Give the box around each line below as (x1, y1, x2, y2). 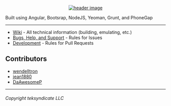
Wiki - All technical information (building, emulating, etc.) (12, 29, 132, 35)
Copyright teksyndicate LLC (5, 95, 64, 101)
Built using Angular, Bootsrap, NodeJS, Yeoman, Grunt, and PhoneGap (5, 15, 153, 20)
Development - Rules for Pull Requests (12, 40, 94, 46)
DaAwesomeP (12, 79, 42, 85)
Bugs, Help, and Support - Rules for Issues (12, 34, 103, 41)
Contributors (5, 55, 47, 63)
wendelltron (12, 68, 38, 74)
